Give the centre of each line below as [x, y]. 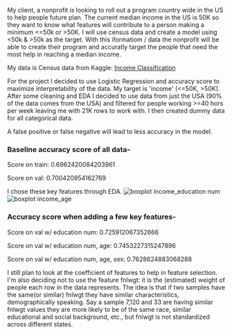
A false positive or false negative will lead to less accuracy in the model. [110, 132]
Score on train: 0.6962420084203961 [61, 165]
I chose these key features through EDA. [65, 192]
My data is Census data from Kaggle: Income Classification [92, 68]
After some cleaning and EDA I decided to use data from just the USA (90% [115, 96]
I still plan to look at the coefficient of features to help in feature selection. [113, 272]
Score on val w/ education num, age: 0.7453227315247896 [92, 245]
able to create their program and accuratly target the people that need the [113, 47]
